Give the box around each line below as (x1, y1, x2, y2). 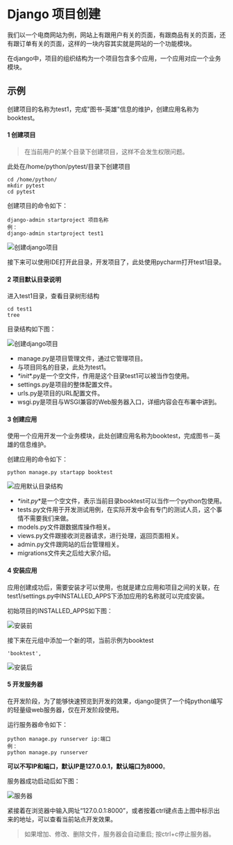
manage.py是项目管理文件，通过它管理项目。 (17, 354, 147, 363)
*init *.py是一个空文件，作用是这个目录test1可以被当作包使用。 (17, 372, 193, 380)
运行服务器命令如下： (7, 720, 68, 728)
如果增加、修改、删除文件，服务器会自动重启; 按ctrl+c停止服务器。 (24, 830, 215, 838)
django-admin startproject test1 (7, 230, 104, 237)
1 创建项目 (7, 131, 36, 139)
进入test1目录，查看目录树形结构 (7, 292, 100, 300)
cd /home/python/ (7, 176, 58, 183)
